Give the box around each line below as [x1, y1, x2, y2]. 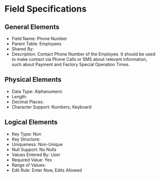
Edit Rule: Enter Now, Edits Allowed [11, 167, 82, 173]
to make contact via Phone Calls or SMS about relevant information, [11, 56, 147, 62]
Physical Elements [4, 75, 62, 84]
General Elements [4, 23, 59, 31]
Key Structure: [11, 136, 41, 142]
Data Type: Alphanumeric [11, 89, 63, 94]
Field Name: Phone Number [11, 36, 68, 41]
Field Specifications [4, 3, 87, 15]
